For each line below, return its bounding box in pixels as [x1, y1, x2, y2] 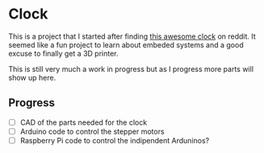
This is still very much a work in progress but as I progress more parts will [8, 64, 254, 73]
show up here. [8, 72, 57, 82]
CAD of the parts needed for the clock [19, 118, 148, 127]
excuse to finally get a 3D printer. [8, 48, 119, 58]
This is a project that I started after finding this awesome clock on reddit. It [8, 31, 256, 41]
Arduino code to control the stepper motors [19, 126, 165, 136]
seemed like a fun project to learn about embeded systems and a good [8, 39, 244, 49]
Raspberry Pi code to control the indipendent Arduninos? [19, 135, 210, 145]
